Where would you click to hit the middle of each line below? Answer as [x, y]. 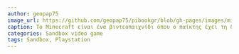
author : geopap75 [33, 14]
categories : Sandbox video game [55, 33]
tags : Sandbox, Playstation [49, 40]
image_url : [23, 20]
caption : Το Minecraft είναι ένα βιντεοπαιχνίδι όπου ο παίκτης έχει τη [117, 27]
